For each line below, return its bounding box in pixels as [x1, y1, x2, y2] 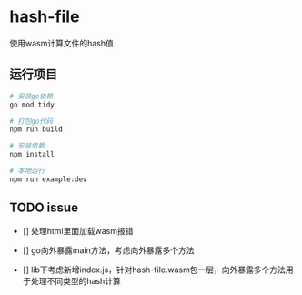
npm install [9, 150, 55, 159]
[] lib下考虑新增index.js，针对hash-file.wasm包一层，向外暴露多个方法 [22, 264, 287, 275]
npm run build [9, 125, 64, 134]
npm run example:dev [9, 175, 88, 184]
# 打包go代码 [9, 117, 54, 126]
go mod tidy [9, 100, 55, 109]
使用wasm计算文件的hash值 [9, 37, 114, 48]
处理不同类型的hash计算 [30, 275, 121, 286]
